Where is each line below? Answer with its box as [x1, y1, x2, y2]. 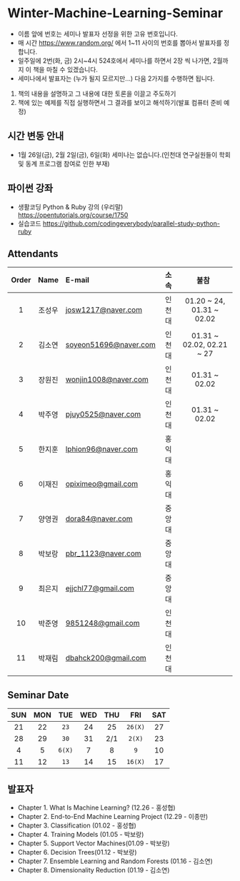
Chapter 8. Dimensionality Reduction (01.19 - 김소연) [17, 866, 170, 874]
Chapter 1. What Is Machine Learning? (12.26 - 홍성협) [17, 803, 176, 812]
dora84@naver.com [65, 514, 134, 524]
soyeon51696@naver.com [65, 340, 156, 350]
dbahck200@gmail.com [65, 653, 146, 663]
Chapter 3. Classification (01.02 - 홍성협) [17, 821, 137, 830]
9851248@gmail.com [65, 618, 140, 628]
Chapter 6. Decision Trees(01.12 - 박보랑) [17, 848, 137, 856]
